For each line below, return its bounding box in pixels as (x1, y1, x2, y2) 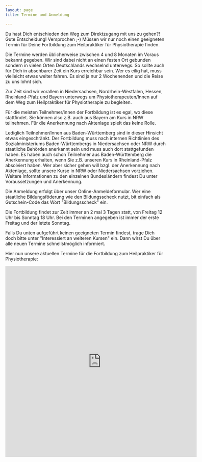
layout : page (5, 7, 33, 13)
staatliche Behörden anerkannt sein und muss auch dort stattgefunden (5, 146, 154, 152)
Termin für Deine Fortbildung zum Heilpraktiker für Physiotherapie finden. (5, 41, 160, 47)
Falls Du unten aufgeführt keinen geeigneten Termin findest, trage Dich (5, 230, 155, 236)
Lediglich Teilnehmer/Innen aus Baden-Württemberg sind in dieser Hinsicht (5, 129, 163, 135)
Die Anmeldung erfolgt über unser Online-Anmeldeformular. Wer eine (5, 188, 151, 194)
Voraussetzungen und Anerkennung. (5, 178, 83, 184)
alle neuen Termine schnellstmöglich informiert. (5, 240, 106, 247)
